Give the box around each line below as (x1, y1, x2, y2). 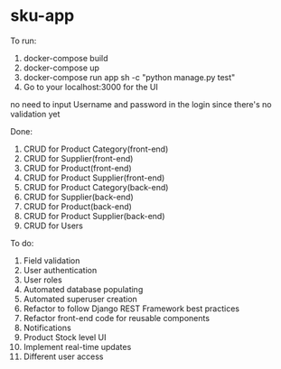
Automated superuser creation (23, 293, 138, 304)
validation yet (10, 108, 61, 119)
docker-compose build (23, 52, 108, 63)
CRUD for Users (23, 220, 84, 231)
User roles (23, 274, 62, 285)
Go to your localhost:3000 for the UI (23, 81, 159, 92)
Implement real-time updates (23, 341, 132, 352)
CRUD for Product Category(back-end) (23, 181, 169, 192)
